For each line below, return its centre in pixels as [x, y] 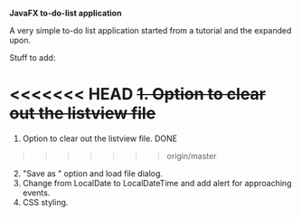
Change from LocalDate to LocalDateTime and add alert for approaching [157, 183]
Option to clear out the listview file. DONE [100, 138]
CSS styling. [45, 202]
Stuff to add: [33, 57]
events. [36, 193]
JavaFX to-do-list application [66, 13]
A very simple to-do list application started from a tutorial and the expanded [150, 30]
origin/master [192, 156]
